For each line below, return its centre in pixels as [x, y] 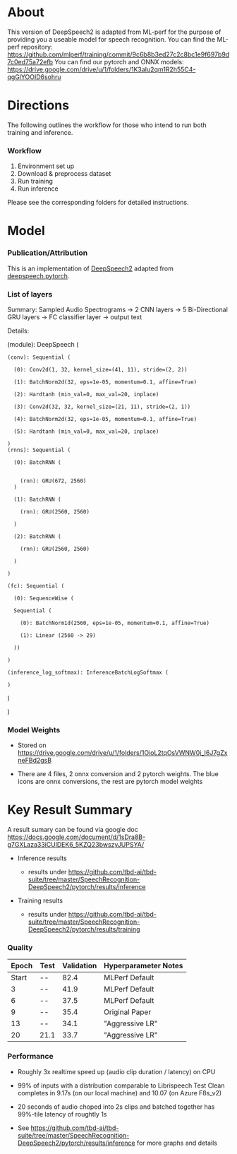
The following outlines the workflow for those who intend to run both [107, 125]
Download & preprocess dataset [64, 174]
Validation [80, 966]
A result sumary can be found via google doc [73, 830]
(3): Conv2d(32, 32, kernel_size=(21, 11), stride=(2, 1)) [102, 407]
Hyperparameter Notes [143, 966]
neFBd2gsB [34, 761]
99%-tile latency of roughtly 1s [62, 1114]
